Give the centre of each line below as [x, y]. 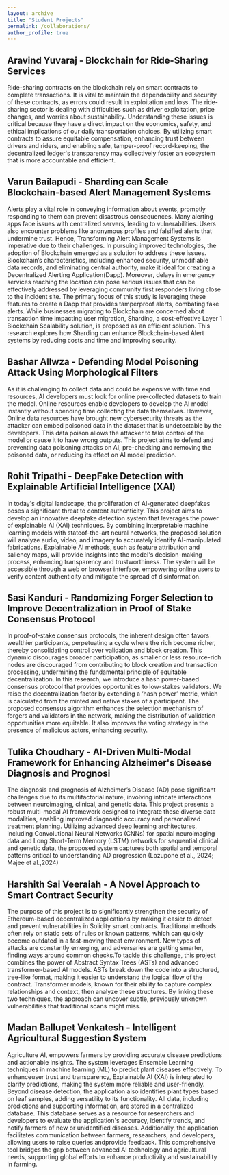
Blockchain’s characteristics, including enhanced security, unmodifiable [108, 260]
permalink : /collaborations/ [49, 26]
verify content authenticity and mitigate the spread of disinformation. [104, 576]
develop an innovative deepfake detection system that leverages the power [113, 518]
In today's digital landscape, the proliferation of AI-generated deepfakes [109, 503]
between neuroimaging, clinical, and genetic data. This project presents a [110, 804]
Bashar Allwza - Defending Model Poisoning [103, 362]
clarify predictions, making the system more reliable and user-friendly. [106, 1084]
